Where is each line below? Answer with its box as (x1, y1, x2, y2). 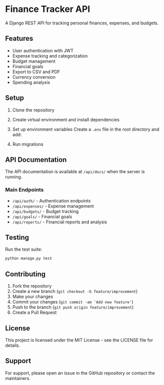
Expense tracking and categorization (12, 53, 88, 59)
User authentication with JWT (12, 47, 74, 53)
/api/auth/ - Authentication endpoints (12, 197, 91, 203)
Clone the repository (12, 107, 55, 113)
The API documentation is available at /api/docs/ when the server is (5, 169, 145, 175)
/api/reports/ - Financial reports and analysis (12, 219, 107, 225)
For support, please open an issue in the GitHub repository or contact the (5, 370, 155, 376)
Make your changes (12, 293, 53, 299)
